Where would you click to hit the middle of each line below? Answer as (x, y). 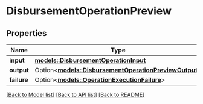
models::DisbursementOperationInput (90, 60)
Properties (27, 33)
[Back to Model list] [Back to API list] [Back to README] (76, 95)
